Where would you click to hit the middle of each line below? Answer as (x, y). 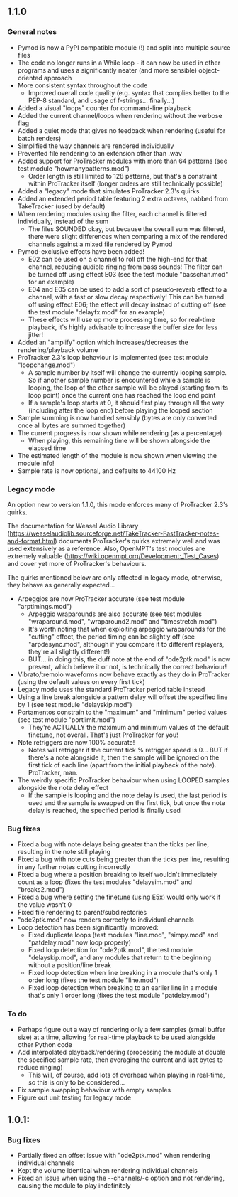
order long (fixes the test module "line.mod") (93, 980)
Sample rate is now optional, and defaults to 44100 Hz (96, 470)
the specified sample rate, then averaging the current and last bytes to (120, 1060)
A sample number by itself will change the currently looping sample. (127, 372)
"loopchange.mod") (46, 365)
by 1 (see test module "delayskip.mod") (75, 704)
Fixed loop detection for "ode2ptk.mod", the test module (110, 950)
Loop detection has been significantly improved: (88, 927)
